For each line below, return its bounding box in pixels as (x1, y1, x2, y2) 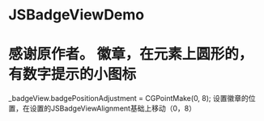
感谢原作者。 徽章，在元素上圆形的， (8, 45, 253, 64)
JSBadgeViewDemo (8, 6, 145, 24)
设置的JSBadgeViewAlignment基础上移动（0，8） (29, 103, 197, 114)
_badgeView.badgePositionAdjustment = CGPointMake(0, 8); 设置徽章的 (8, 94, 249, 103)
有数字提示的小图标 (8, 65, 137, 84)
